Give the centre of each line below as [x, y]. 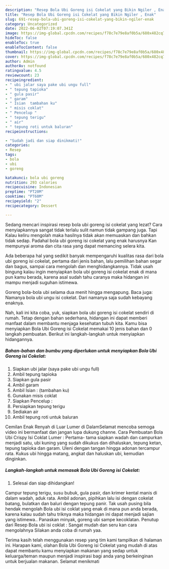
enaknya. [15, 303]
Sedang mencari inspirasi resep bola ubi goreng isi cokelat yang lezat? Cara [84, 224]
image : [12, 33]
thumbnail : [17, 52]
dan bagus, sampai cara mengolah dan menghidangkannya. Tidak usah [79, 266]
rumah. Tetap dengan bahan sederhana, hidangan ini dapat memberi [76, 318]
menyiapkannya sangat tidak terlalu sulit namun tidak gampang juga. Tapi [81, 230]
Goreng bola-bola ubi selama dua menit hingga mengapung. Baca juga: [79, 292]
